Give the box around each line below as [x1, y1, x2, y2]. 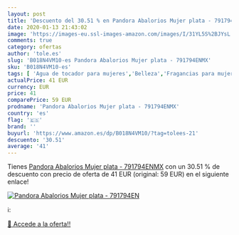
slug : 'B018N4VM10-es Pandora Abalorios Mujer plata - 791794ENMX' [7, 57, 212, 64]
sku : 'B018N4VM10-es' [7, 63, 72, 70]
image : [7, 30, 27, 38]
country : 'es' [7, 110, 50, 117]
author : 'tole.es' [7, 51, 62, 58]
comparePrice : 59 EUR [7, 97, 72, 104]
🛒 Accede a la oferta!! [7, 220, 71, 229]
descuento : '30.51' [7, 136, 65, 143]
